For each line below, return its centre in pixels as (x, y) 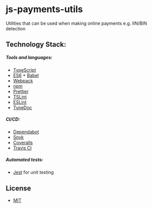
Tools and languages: (29, 57)
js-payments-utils (44, 9)
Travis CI (22, 148)
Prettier (21, 91)
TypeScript (24, 70)
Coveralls (23, 143)
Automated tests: (24, 160)
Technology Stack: (36, 45)
